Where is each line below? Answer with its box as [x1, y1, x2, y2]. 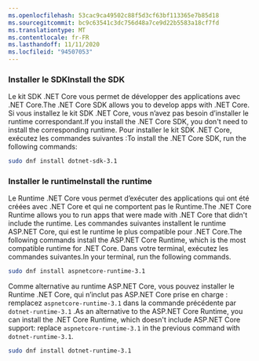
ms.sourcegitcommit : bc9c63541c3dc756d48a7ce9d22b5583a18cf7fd [8, 19, 220, 27]
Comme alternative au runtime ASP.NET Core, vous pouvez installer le [8, 282, 235, 291]
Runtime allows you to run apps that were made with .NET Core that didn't [8, 210, 248, 220]
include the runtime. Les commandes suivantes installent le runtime [8, 219, 226, 228]
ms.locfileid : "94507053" [8, 48, 93, 56]
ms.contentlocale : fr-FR [8, 33, 89, 42]
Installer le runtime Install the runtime [8, 176, 153, 187]
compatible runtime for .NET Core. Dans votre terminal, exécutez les [8, 244, 229, 253]
